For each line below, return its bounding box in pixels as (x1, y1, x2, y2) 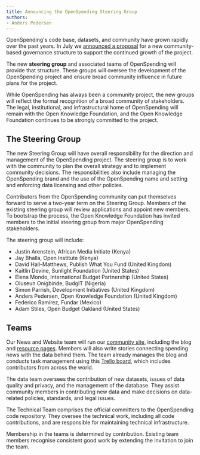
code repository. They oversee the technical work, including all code (6, 413, 175, 419)
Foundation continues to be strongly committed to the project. (6, 117, 159, 124)
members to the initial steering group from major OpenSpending (6, 219, 164, 226)
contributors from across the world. (6, 364, 94, 371)
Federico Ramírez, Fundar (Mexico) (14, 299, 101, 306)
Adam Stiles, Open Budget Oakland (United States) (14, 306, 140, 313)
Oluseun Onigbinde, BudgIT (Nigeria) (14, 280, 106, 287)
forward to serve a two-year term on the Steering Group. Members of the (6, 200, 186, 207)
